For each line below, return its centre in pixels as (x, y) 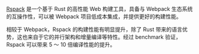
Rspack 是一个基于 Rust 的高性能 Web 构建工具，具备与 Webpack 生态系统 (99, 9)
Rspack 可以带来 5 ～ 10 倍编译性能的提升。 (61, 45)
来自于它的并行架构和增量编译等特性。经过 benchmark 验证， (104, 37)
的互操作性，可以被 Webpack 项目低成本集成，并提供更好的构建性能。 (94, 16)
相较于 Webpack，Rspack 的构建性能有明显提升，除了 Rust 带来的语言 (94, 29)
